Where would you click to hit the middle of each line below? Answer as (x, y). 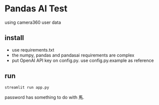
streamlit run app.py (27, 87)
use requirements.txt (33, 50)
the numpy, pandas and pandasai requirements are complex (73, 55)
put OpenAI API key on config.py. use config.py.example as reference (83, 60)
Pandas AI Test (36, 9)
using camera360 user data (33, 22)
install (14, 38)
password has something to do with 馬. (45, 97)
